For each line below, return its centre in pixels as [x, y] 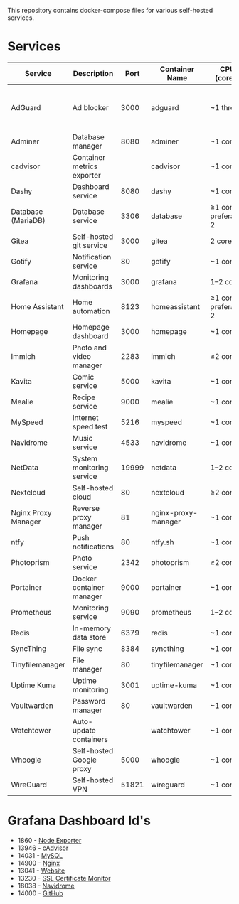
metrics [85, 166]
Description [93, 73]
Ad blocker [90, 107]
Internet [85, 417]
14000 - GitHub [41, 893]
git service [90, 245]
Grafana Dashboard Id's [79, 821]
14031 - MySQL [40, 855]
